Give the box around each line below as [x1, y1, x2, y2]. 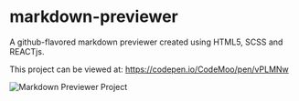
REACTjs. [9, 45, 45, 56]
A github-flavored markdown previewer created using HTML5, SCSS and [9, 36, 283, 47]
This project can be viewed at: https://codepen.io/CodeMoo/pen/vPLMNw [9, 64, 290, 75]
